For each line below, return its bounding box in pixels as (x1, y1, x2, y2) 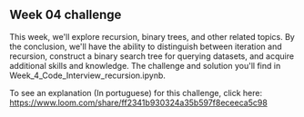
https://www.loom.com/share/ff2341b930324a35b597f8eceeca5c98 (9, 97, 269, 108)
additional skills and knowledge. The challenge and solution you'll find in (9, 60, 281, 71)
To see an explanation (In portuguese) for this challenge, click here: (9, 87, 262, 98)
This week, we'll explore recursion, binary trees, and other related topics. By (9, 31, 296, 42)
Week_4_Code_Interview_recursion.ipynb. (9, 70, 167, 81)
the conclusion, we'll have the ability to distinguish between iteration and (9, 41, 282, 52)
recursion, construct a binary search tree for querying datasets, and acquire (9, 50, 294, 62)
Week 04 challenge (9, 7, 122, 23)
